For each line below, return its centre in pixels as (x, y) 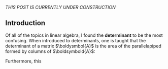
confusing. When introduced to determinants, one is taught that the (76, 40)
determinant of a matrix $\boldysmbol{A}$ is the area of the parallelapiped (83, 46)
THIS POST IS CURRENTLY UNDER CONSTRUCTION (60, 7)
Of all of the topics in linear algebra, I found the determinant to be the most (84, 35)
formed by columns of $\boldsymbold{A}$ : (50, 51)
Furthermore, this (23, 61)
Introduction (25, 23)
